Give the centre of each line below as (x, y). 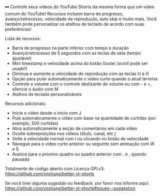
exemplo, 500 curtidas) (35, 123)
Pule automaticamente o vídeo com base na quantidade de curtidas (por (84, 118)
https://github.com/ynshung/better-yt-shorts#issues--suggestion (70, 188)
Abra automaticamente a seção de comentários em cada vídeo (74, 128)
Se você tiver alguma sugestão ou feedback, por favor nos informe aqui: (77, 183)
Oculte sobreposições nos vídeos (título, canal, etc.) (64, 134)
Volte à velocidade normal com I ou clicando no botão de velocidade (80, 139)
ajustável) (22, 58)
